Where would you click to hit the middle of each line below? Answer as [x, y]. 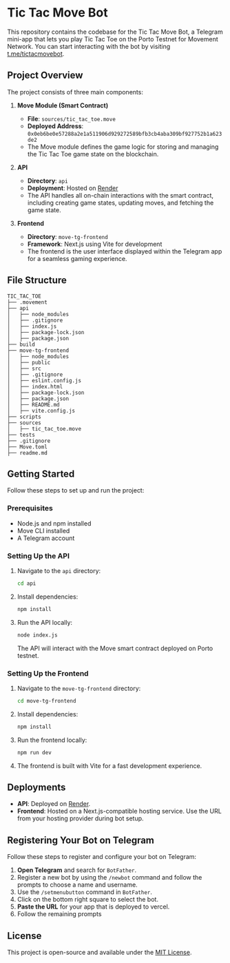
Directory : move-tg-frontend [67, 236]
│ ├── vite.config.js [41, 411]
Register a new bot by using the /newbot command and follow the [109, 878]
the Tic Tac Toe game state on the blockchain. [93, 154]
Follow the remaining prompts [59, 914]
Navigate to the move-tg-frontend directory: [79, 688]
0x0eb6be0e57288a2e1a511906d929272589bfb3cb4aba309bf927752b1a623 [125, 134]
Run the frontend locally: [52, 740]
